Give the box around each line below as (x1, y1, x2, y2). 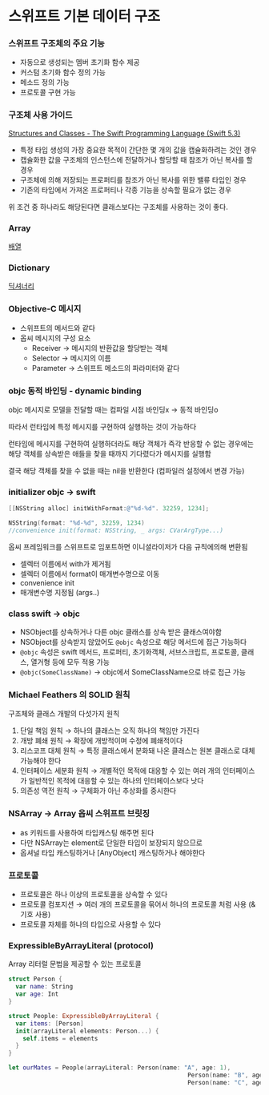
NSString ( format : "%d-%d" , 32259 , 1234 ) (8, 519, 146, 527)
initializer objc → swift (8, 486, 96, 497)
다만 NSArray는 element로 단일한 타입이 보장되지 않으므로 (19, 838, 203, 847)
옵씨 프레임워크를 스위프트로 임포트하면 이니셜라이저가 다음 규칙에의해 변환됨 (8, 541, 248, 551)
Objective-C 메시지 (8, 304, 82, 315)
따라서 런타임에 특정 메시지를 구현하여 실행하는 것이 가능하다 (8, 421, 197, 431)
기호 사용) (19, 910, 51, 920)
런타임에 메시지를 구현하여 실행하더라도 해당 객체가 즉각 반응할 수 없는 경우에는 (8, 438, 255, 449)
